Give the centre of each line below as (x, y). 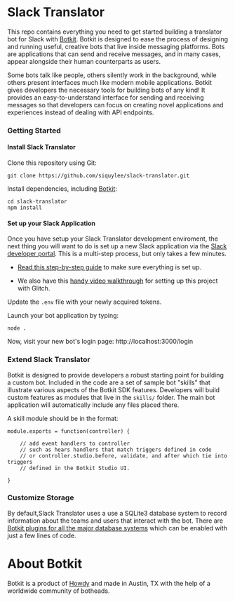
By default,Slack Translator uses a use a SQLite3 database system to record (117, 513)
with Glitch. (34, 288)
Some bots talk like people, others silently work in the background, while (112, 75)
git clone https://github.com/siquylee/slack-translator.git (99, 176)
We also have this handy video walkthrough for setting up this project (117, 281)
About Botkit (45, 564)
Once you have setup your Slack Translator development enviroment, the (113, 239)
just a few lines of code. (42, 535)
